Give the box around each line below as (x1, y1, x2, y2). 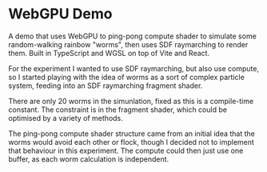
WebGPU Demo (8, 5, 113, 23)
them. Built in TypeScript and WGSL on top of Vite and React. (8, 48, 210, 58)
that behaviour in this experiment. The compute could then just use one (8, 146, 244, 155)
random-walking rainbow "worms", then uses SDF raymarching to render (8, 39, 249, 49)
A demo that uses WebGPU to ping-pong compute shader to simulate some (8, 31, 257, 41)
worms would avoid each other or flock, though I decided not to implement (8, 137, 254, 146)
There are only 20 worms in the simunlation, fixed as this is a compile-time (8, 96, 254, 106)
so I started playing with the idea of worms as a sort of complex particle (8, 72, 245, 82)
